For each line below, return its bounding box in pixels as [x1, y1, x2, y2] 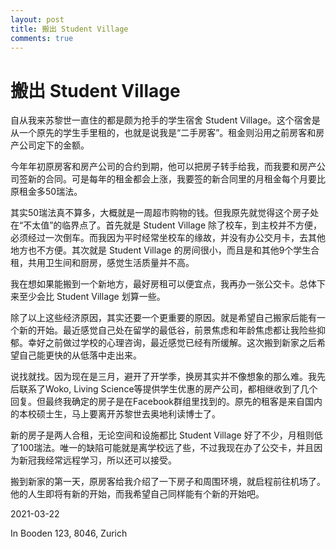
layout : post [10, 14, 65, 25]
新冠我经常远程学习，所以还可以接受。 [18, 454, 177, 466]
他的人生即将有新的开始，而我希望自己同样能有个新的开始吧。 [10, 488, 265, 500]
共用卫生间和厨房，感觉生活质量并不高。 [27, 257, 195, 269]
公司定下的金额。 [18, 139, 90, 151]
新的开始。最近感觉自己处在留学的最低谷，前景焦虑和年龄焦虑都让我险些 [18, 324, 317, 336]
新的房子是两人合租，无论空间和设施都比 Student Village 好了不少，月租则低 [10, 429, 323, 441]
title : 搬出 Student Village [10, 24, 129, 34]
